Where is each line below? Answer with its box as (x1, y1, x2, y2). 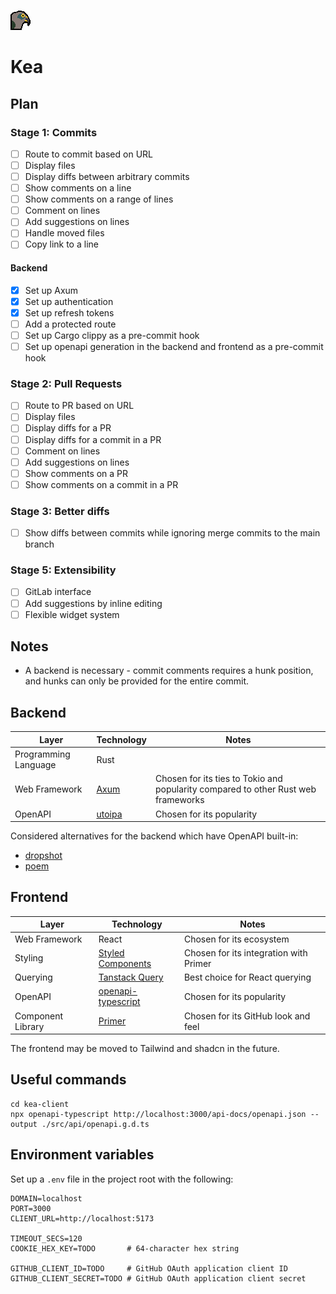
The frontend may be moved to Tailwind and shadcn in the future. (10, 1043, 280, 1055)
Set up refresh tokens (24, 306, 115, 319)
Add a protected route (24, 318, 117, 330)
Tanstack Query (98, 971, 164, 984)
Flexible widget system (24, 608, 120, 620)
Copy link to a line (24, 238, 99, 250)
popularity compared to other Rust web (154, 783, 317, 795)
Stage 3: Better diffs (10, 504, 110, 518)
